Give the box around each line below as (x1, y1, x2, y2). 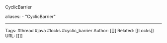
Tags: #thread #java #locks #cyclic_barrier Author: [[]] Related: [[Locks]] (5, 28, 154, 33)
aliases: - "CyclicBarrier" (5, 14, 56, 19)
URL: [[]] (5, 33, 23, 39)
